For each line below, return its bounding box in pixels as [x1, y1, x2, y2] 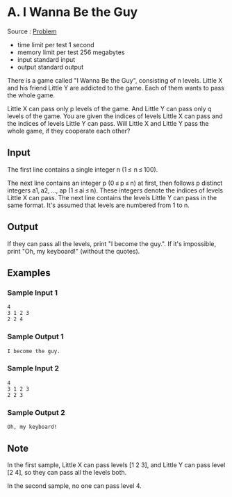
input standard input [17, 55, 76, 63]
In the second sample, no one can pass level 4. [7, 481, 142, 490]
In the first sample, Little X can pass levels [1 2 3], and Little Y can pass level [7, 460, 226, 469]
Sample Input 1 [7, 288, 58, 298]
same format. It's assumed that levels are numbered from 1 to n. [7, 201, 190, 209]
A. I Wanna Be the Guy [7, 4, 138, 20]
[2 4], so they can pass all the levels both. [7, 468, 127, 476]
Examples [7, 267, 51, 279]
